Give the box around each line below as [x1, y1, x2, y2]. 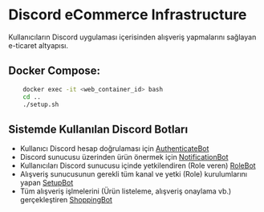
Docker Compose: [8, 64, 101, 78]
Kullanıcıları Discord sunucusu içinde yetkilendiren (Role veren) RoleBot [19, 161, 256, 170]
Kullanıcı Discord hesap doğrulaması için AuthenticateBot [19, 144, 209, 153]
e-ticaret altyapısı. [8, 40, 69, 50]
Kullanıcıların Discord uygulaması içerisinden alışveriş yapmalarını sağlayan [8, 32, 257, 42]
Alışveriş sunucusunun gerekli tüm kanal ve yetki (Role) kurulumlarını [19, 169, 247, 179]
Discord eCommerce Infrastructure [8, 6, 247, 24]
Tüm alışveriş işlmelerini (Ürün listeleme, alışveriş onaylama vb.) [19, 186, 232, 196]
